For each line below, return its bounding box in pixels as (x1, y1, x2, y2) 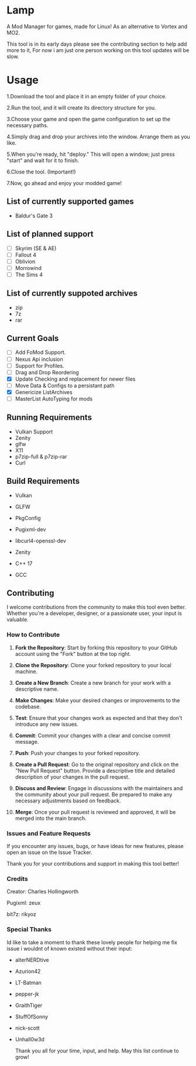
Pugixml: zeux (6, 900, 41, 907)
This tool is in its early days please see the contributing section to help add (6, 40, 187, 47)
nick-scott (15, 1024, 40, 1031)
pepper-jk (15, 990, 40, 997)
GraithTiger (15, 1002, 43, 1009)
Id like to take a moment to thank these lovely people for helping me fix (6, 938, 178, 946)
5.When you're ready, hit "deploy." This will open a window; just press (6, 151, 175, 158)
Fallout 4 (15, 251, 37, 258)
